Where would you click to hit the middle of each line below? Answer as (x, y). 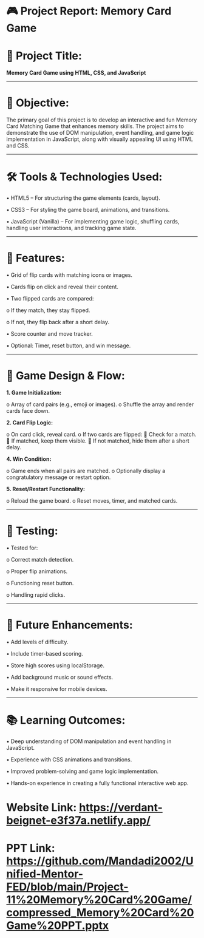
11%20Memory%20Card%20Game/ (99, 900)
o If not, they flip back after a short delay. (58, 322)
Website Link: (42, 807)
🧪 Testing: (32, 531)
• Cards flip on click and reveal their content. (62, 287)
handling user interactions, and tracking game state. (71, 228)
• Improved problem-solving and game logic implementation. (83, 771)
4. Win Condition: (29, 459)
